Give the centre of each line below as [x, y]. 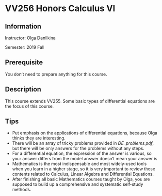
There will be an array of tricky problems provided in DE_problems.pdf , [83, 143]
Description [23, 89]
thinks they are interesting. [39, 138]
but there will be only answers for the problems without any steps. [78, 149]
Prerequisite [24, 63]
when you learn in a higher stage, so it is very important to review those [84, 169]
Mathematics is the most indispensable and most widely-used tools [79, 164]
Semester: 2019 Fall [25, 47]
